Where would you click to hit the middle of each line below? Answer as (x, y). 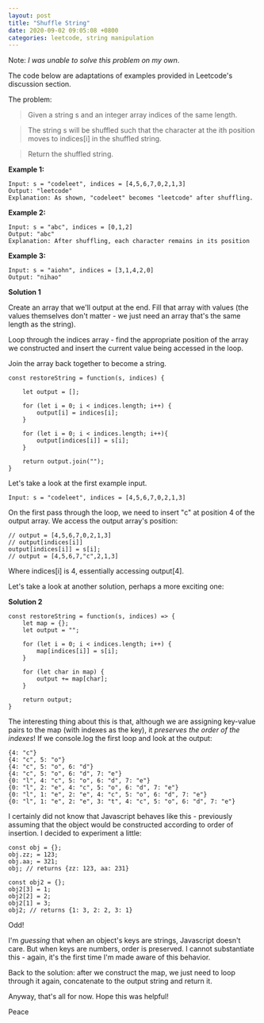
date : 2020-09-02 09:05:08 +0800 (63, 30)
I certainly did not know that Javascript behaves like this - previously (120, 816)
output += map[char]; (73, 679)
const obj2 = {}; (37, 882)
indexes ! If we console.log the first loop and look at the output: (110, 739)
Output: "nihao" (35, 278)
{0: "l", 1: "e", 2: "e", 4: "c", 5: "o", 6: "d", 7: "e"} (108, 795)
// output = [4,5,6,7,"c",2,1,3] (63, 557)
